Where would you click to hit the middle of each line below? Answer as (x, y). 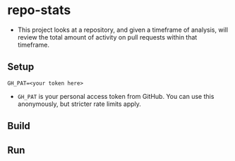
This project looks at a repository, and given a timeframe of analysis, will (122, 30)
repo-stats (39, 10)
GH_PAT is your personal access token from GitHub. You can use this (116, 96)
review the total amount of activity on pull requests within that (107, 37)
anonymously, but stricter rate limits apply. (79, 104)
